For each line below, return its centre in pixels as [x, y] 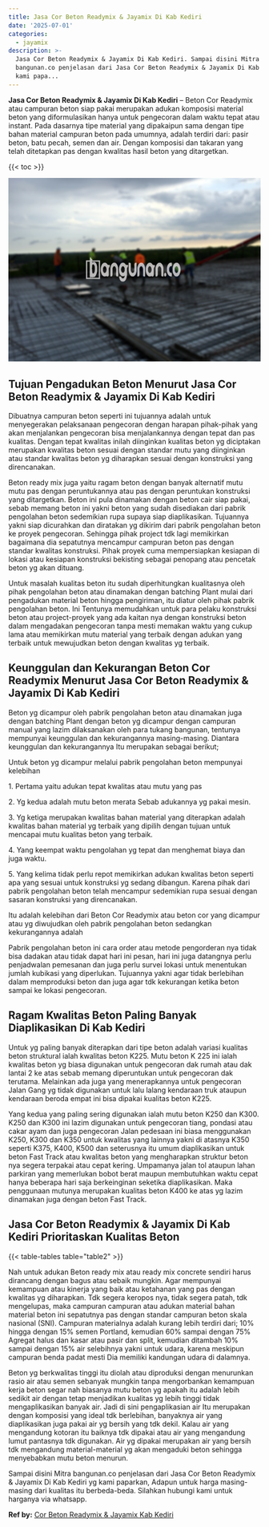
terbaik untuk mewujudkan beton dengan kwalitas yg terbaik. [109, 643]
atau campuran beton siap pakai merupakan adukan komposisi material [126, 108]
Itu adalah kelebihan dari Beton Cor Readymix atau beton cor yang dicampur [134, 915]
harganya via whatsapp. [48, 1499]
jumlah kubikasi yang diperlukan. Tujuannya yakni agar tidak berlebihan [126, 973]
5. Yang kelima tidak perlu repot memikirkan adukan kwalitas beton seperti [131, 873]
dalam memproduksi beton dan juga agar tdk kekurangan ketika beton [124, 982]
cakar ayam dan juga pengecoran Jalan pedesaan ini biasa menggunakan [130, 1131]
